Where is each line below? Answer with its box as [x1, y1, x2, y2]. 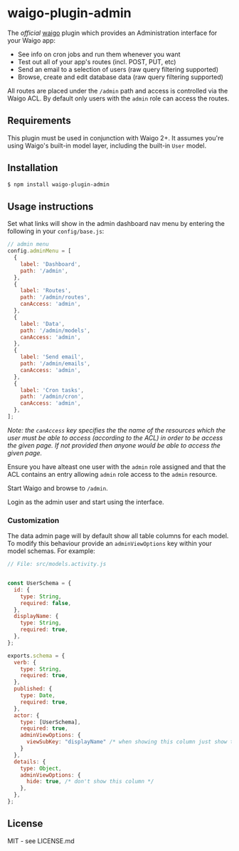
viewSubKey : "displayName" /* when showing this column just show [26, 738, 228, 746]
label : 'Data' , [20, 320, 65, 327]
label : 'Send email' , [20, 354, 84, 361]
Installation [7, 162, 58, 174]
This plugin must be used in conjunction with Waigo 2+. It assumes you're [7, 133, 224, 142]
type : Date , [20, 692, 55, 699]
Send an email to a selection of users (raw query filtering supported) [17, 65, 219, 73]
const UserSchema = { [7, 579, 72, 587]
